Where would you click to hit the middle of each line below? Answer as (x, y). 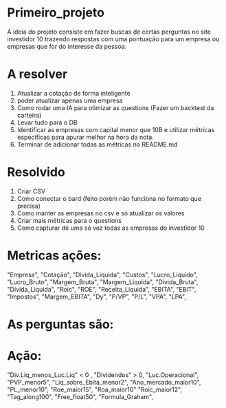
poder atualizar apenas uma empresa (70, 100)
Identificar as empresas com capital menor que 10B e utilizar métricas (116, 129)
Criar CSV (31, 191)
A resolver (37, 74)
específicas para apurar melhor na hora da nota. (86, 137)
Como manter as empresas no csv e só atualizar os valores (101, 213)
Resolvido (36, 172)
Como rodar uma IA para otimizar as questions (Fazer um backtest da (115, 107)
